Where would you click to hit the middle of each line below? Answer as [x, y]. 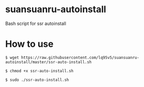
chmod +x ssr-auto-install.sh [42, 71]
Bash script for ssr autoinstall [36, 23]
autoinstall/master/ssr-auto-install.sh [49, 62]
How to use [29, 44]
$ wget [12, 57]
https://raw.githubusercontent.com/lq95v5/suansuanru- [80, 57]
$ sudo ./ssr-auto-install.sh [37, 80]
